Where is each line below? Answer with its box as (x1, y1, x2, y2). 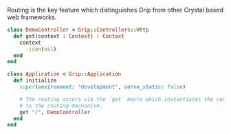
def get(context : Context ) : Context (13, 32, 125, 40)
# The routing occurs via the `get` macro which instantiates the (19, 96, 214, 102)
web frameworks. (7, 13, 57, 21)
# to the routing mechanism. (19, 102, 103, 109)
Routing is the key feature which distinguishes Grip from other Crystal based (7, 6, 223, 14)
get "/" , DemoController (19, 109, 91, 115)
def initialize (13, 77, 57, 85)
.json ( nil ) (25, 45, 57, 52)
